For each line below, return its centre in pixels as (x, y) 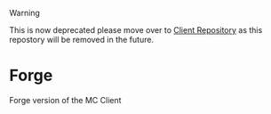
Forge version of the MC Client (65, 100)
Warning (24, 13)
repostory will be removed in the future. (81, 40)
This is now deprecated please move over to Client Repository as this (136, 30)
